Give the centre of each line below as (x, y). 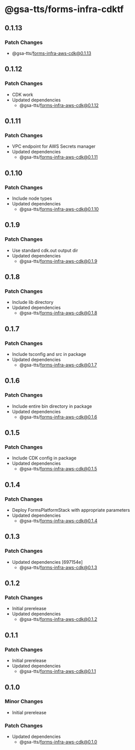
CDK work (23, 94)
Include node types (32, 198)
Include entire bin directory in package (52, 406)
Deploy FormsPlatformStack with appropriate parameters (71, 510)
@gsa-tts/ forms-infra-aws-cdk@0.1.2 (58, 619)
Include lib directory (33, 302)
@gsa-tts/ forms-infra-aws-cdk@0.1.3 (58, 567)
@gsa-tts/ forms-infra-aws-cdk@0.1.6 (58, 417)
